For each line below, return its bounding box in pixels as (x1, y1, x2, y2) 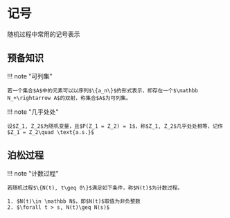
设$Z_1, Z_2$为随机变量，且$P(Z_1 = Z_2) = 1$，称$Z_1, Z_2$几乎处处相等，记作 (7, 122, 223, 130)
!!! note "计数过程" (7, 169, 59, 177)
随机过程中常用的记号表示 (7, 30, 80, 38)
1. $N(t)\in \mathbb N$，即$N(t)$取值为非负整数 (7, 198, 141, 205)
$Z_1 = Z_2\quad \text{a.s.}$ (7, 128, 95, 135)
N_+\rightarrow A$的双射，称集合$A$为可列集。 (7, 94, 132, 101)
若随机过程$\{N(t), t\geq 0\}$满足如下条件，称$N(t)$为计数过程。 (7, 184, 183, 191)
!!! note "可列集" (7, 72, 53, 80)
